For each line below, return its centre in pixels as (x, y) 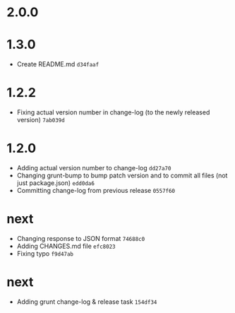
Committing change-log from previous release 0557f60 (96, 190)
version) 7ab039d (41, 120)
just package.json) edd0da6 (55, 183)
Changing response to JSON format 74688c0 (81, 238)
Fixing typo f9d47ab (45, 253)
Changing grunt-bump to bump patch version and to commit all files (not (122, 175)
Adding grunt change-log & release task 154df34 (87, 302)
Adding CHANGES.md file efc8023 (66, 246)
